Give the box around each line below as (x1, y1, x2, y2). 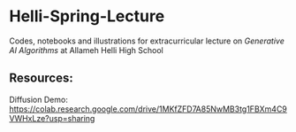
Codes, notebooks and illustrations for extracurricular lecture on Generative (9, 35, 285, 46)
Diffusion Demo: (9, 94, 68, 105)
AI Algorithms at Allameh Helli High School (9, 44, 163, 55)
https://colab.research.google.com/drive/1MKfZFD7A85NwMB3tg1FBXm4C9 (9, 104, 287, 114)
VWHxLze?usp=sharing (9, 113, 95, 123)
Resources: (9, 71, 73, 86)
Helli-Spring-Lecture (9, 6, 165, 27)
